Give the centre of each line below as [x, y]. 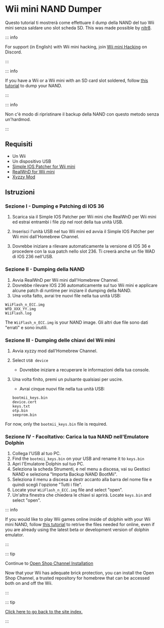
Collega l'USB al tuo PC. [36, 454]
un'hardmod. [18, 119]
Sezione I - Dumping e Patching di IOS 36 [55, 206]
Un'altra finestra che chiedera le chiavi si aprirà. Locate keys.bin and [82, 495]
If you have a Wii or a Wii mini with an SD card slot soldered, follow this [77, 80]
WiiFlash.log [18, 313]
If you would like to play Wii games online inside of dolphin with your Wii [78, 519]
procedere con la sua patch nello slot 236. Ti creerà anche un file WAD [83, 251]
